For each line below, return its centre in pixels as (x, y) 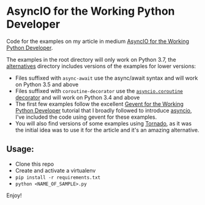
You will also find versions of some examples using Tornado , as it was (103, 123)
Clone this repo (34, 164)
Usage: (20, 149)
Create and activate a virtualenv (55, 170)
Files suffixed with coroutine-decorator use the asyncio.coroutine (99, 91)
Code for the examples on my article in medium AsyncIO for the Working (98, 41)
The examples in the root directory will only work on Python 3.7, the (91, 59)
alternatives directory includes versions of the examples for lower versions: (101, 66)
